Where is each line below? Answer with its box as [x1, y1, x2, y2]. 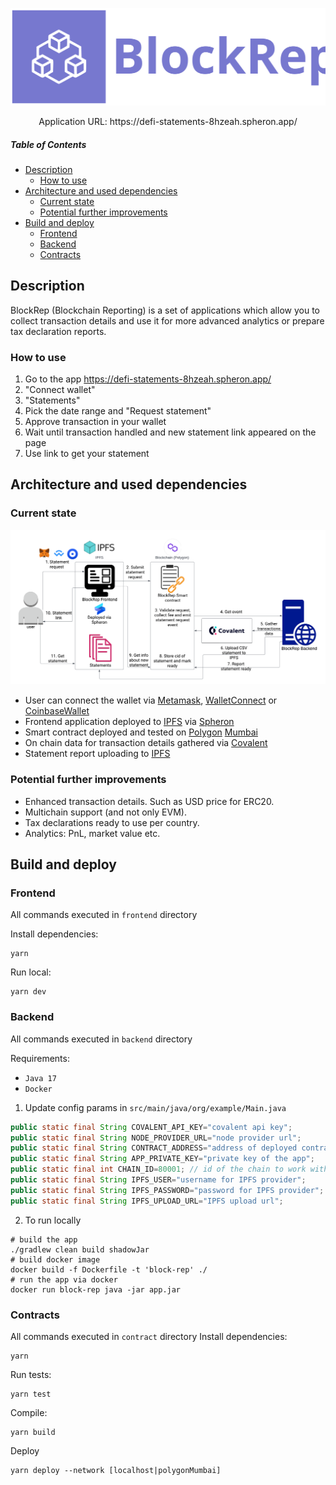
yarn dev [10, 987, 47, 997]
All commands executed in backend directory [10, 1033, 193, 1045]
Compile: [10, 1406, 48, 1418]
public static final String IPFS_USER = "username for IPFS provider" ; [10, 1175, 307, 1185]
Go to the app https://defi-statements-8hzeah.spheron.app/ [24, 373, 272, 385]
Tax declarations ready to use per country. [24, 816, 200, 828]
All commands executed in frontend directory [10, 909, 198, 921]
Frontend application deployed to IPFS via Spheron [24, 716, 235, 728]
